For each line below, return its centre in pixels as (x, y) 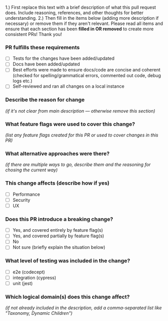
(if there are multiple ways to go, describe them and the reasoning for (78, 165)
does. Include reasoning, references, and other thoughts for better (74, 13)
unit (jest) (23, 283)
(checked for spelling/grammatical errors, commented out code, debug (87, 76)
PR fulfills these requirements (43, 47)
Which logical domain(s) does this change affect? (68, 297)
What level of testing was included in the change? (68, 261)
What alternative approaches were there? (57, 154)
